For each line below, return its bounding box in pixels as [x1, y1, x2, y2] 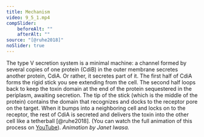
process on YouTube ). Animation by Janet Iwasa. [6, 124, 129, 131]
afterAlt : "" [17, 32, 50, 38]
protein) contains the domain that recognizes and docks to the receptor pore [6, 98, 198, 105]
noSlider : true [6, 43, 45, 49]
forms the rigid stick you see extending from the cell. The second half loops [6, 78, 196, 85]
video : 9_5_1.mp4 [6, 15, 50, 21]
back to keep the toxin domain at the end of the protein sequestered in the [6, 85, 192, 92]
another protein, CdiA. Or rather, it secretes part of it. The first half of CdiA [6, 72, 192, 79]
